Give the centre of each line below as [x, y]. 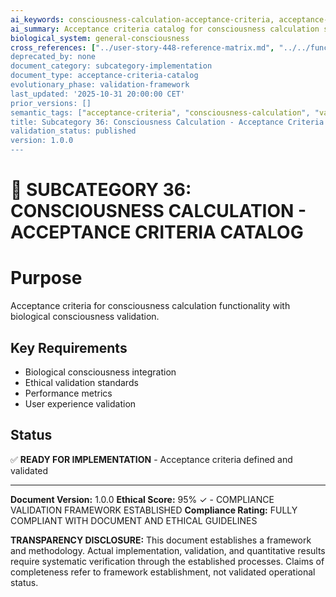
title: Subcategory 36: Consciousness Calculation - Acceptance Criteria [167, 122]
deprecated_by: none [53, 57]
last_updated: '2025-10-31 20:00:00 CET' [98, 94]
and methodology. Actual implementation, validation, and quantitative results [168, 550]
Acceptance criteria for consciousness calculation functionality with [150, 306]
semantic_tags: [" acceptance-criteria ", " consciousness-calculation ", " [165, 112]
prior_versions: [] [51, 103]
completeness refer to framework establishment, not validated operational [163, 572]
